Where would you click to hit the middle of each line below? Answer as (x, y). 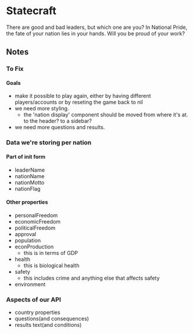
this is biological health (51, 265)
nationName (30, 176)
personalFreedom (36, 215)
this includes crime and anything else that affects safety (91, 278)
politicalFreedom (35, 228)
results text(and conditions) (48, 325)
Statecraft (31, 11)
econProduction (34, 247)
